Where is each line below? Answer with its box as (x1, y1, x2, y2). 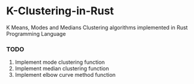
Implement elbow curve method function (14, 71, 116, 79)
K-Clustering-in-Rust (6, 4, 114, 18)
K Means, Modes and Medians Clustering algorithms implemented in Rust (6, 24, 188, 31)
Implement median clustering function (14, 65, 109, 72)
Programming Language (6, 30, 66, 37)
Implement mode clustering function (14, 58, 105, 66)
